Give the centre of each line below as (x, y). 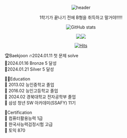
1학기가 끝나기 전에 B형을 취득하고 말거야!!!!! (81, 17)
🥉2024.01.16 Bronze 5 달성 (31, 63)
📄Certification (18, 112)
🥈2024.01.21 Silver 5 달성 (29, 69)
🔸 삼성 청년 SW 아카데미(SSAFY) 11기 (40, 103)
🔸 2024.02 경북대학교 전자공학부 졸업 (40, 97)
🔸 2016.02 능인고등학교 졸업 (32, 91)
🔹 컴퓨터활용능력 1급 (24, 118)
